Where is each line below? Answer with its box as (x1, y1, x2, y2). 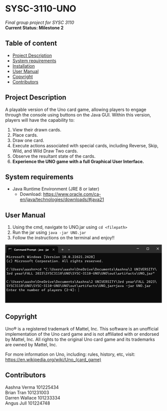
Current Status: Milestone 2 (5, 24, 64, 30)
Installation (12, 63, 35, 69)
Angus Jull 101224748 (5, 400, 51, 406)
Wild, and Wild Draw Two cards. (12, 148, 79, 154)
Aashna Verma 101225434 (5, 384, 59, 390)
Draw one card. (12, 137, 44, 143)
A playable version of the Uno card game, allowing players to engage (5, 106, 147, 112)
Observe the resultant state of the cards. (12, 153, 96, 159)
